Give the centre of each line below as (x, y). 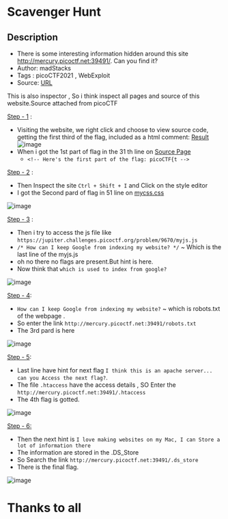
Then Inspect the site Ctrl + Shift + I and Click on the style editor (112, 185)
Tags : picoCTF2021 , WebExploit (63, 75)
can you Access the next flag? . (62, 378)
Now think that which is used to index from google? (92, 269)
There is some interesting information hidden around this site (103, 53)
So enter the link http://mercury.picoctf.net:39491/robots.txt (106, 323)
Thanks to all (44, 508)
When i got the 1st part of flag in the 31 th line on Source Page (104, 152)
